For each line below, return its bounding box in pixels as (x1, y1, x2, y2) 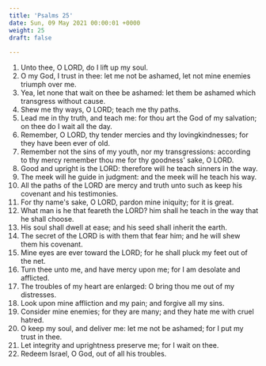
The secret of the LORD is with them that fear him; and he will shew (20, 231, 241, 241)
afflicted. (20, 273, 50, 283)
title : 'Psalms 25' (9, 11, 74, 20)
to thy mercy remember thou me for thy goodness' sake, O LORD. (20, 155, 234, 165)
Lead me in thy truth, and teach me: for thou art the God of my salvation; (20, 113, 257, 123)
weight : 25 (9, 26, 45, 34)
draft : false (9, 33, 52, 42)
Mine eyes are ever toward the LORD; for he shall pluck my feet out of (20, 248, 249, 257)
